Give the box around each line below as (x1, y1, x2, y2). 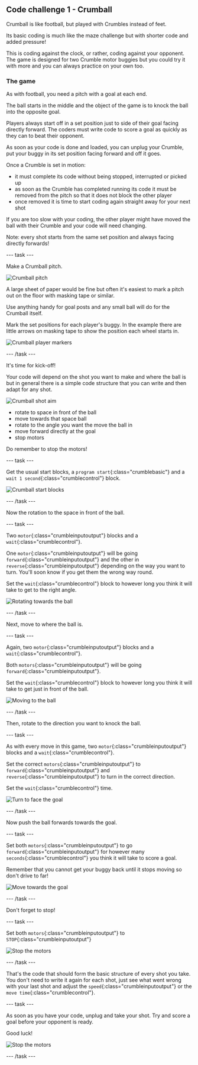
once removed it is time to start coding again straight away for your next (14, 198, 191, 205)
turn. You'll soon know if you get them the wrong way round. (6, 569, 154, 576)
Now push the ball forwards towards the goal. (6, 819, 117, 826)
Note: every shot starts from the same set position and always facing (6, 234, 174, 241)
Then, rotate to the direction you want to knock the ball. (6, 720, 142, 727)
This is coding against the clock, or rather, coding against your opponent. (6, 50, 185, 57)
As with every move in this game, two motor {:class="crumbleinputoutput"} (6, 743, 187, 750)
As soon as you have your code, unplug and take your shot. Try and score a (6, 1012, 190, 1019)
